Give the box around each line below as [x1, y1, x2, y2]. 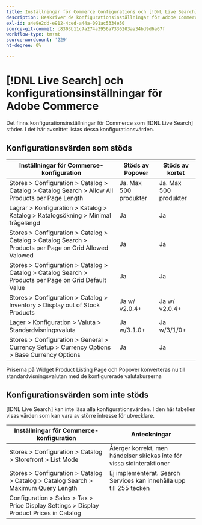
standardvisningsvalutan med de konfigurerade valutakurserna [6, 372, 162, 380]
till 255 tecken [109, 484, 150, 492]
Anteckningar [131, 430, 171, 439]
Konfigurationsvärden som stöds [6, 143, 132, 154]
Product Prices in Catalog [9, 509, 81, 517]
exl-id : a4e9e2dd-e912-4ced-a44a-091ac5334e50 [6, 20, 125, 26]
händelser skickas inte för [109, 451, 182, 460]
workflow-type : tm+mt [6, 31, 61, 37]
